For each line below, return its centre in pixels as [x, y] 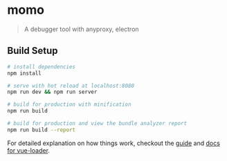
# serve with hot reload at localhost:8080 [71, 86]
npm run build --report [42, 130]
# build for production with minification [69, 105]
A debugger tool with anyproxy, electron [82, 29]
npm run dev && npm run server [52, 92]
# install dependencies [42, 67]
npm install [24, 73]
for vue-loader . [29, 150]
